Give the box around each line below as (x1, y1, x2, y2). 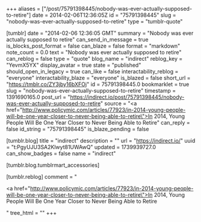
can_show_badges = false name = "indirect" (6, 150, 116, 157)
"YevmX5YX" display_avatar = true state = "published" (6, 61, 141, 69)
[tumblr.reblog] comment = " (6, 173, 77, 180)
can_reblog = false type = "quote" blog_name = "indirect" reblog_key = (6, 55, 183, 62)
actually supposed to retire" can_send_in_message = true (6, 36, 149, 43)
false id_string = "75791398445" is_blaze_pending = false (6, 126, 149, 132)
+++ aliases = (6, 5, 41, 12)
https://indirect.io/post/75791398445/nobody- (70, 93, 185, 100)
